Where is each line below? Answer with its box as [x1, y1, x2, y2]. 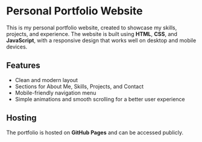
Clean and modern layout [14, 76, 78, 83]
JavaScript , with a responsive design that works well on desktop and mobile [6, 37, 197, 44]
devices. [6, 43, 28, 50]
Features [6, 61, 40, 71]
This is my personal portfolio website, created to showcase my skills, [6, 24, 177, 31]
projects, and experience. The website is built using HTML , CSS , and [6, 30, 178, 37]
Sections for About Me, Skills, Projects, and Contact [14, 83, 144, 90]
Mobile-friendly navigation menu [14, 89, 96, 96]
